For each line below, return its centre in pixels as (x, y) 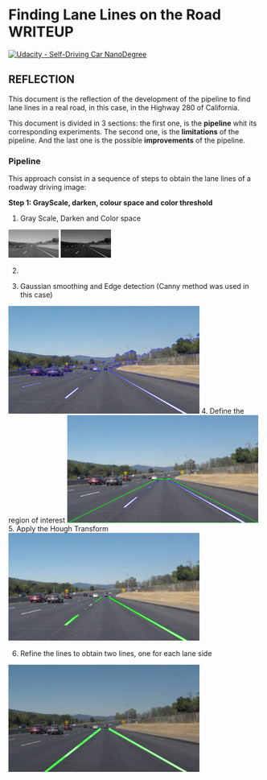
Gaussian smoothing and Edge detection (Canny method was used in (134, 287)
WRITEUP (41, 32)
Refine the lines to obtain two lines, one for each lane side (116, 653)
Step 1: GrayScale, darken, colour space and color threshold (111, 203)
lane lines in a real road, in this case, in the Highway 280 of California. (124, 107)
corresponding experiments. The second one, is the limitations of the (124, 131)
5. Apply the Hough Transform (58, 528)
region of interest (37, 520)
